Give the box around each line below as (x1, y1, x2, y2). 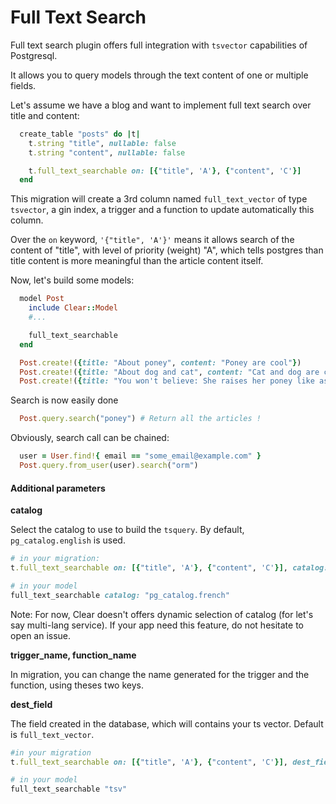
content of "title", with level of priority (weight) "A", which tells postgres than (10, 244, 324, 256)
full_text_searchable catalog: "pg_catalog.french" (10, 590, 230, 600)
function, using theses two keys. (10, 679, 144, 691)
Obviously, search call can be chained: (10, 432, 170, 444)
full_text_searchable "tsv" (10, 784, 128, 795)
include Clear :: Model (28, 303, 118, 313)
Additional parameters (10, 482, 106, 494)
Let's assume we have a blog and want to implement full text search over (10, 99, 312, 111)
